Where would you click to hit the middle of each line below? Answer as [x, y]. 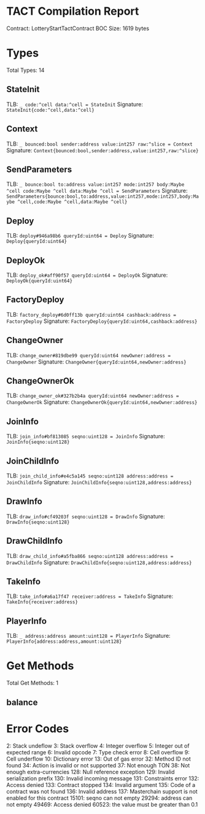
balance [22, 702]
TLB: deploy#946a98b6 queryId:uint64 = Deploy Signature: [80, 236]
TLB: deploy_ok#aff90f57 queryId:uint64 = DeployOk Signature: [87, 275]
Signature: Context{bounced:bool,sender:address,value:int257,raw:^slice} [102, 150]
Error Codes [38, 728]
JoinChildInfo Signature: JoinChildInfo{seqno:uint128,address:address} [99, 482]
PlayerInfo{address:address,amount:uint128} [64, 642]
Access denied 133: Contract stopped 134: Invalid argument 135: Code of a [101, 785]
